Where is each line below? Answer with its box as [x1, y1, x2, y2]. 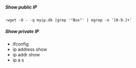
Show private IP [5, 28, 39, 34]
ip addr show [12, 51, 40, 57]
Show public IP [5, 4, 37, 10]
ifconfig [12, 41, 29, 47]
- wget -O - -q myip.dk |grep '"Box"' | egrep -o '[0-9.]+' [5, 17, 132, 23]
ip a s [12, 57, 24, 63]
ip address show [12, 46, 47, 52]
